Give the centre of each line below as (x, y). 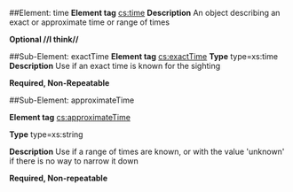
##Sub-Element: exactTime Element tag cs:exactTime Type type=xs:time (143, 56)
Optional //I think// (44, 39)
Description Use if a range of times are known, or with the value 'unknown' (147, 151)
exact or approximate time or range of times (90, 22)
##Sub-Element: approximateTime (72, 100)
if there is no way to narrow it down (74, 161)
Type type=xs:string (46, 134)
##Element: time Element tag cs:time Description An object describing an (145, 13)
